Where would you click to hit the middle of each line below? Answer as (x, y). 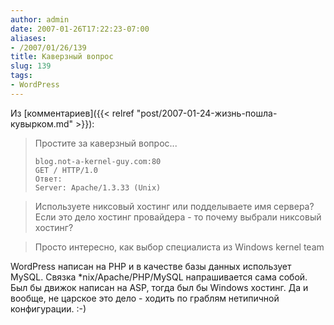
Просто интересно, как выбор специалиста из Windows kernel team (179, 247)
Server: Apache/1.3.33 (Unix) (98, 187)
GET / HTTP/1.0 (66, 170)
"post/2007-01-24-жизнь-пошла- (207, 113)
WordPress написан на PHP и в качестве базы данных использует (151, 266)
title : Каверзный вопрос (62, 57)
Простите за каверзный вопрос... (106, 143)
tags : (21, 76)
